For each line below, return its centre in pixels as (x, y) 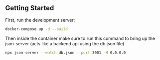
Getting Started (30, 8)
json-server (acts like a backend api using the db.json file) (65, 43)
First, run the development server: (40, 20)
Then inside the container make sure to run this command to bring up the (80, 38)
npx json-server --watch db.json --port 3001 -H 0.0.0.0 (66, 53)
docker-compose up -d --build (37, 29)
